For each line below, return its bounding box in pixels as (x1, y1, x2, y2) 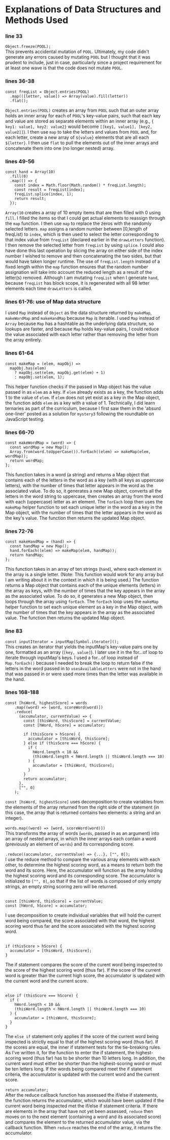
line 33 (5, 33, 23, 40)
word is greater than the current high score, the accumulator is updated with (5, 972, 165, 978)
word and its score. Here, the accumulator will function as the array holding (5, 867, 163, 873)
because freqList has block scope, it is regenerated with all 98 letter (5, 280, 150, 286)
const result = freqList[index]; (14, 187, 85, 192)
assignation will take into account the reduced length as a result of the (5, 269, 152, 275)
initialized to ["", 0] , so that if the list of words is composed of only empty (5, 878, 161, 884)
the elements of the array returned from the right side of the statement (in (5, 804, 159, 810)
